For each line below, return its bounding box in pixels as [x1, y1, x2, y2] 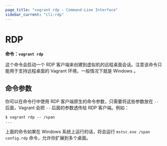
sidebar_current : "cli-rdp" [5, 12, 64, 17]
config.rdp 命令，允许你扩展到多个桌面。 [5, 135, 91, 141]
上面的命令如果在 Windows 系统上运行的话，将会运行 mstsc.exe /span [5, 129, 150, 135]
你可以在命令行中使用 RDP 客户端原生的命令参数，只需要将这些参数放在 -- [5, 99, 159, 105]
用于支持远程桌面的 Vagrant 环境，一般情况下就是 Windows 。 [9, 68, 138, 74]
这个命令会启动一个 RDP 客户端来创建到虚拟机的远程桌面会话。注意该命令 [5, 61, 157, 68]
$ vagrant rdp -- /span [5, 115, 55, 120]
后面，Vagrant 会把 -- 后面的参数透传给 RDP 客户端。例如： [5, 105, 129, 111]
